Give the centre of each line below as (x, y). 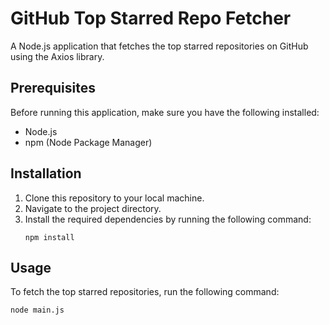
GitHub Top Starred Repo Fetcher (151, 18)
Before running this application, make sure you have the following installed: (165, 112)
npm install (49, 237)
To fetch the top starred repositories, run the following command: (145, 292)
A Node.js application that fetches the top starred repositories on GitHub (159, 46)
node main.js (37, 310)
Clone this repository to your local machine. (114, 198)
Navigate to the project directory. (93, 208)
